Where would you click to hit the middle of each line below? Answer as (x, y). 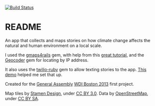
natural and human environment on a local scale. (54, 45)
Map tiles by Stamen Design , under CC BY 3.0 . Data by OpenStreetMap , (77, 93)
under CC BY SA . (22, 98)
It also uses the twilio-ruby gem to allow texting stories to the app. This (76, 69)
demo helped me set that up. (34, 75)
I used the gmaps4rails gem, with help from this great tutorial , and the (75, 55)
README (23, 27)
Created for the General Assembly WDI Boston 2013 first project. (70, 84)
